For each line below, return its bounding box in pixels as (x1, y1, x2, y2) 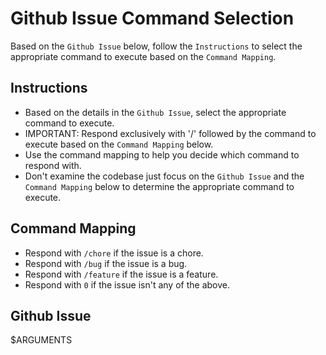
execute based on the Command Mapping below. (24, 138, 214, 150)
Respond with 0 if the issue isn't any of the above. (24, 278, 230, 291)
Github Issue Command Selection (10, 7, 295, 30)
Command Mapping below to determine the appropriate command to (24, 180, 295, 192)
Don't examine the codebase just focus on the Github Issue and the (24, 170, 305, 182)
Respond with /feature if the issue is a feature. (24, 268, 219, 280)
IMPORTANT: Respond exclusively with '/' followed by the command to (24, 127, 317, 139)
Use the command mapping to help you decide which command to (24, 148, 300, 161)
